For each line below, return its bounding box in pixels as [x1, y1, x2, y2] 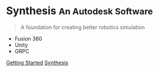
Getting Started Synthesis [6, 59, 69, 66]
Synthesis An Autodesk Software [6, 4, 153, 18]
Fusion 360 [14, 35, 42, 42]
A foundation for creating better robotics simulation [20, 24, 145, 31]
